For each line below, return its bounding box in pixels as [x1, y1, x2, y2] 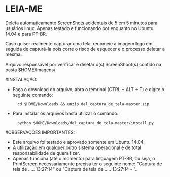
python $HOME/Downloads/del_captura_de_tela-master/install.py [17, 120, 154, 125]
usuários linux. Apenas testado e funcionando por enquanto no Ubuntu [5, 25, 154, 31]
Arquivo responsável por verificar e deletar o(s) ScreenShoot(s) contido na [5, 61, 161, 67]
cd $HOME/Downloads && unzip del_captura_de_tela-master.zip [17, 101, 150, 107]
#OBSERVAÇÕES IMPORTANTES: [5, 129, 75, 135]
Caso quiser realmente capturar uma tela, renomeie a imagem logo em [5, 40, 153, 46]
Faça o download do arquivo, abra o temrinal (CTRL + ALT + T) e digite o [12, 86, 165, 92]
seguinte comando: [12, 92, 53, 98]
